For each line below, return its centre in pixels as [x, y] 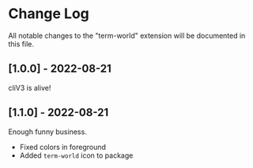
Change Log [49, 14]
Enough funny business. [47, 132]
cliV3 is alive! [30, 88]
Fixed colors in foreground [63, 147]
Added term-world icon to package [76, 155]
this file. [21, 43]
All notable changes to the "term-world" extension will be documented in [127, 35]
